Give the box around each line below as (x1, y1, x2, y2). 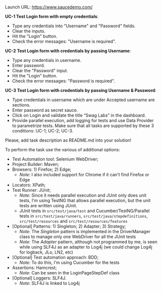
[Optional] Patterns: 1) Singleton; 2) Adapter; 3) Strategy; (12, 223, 126, 229)
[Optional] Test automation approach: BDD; (12, 255, 99, 260)
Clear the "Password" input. (12, 68, 68, 73)
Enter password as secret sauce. (12, 107, 78, 113)
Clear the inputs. (12, 28, 46, 34)
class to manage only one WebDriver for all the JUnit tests (19, 234, 136, 239)
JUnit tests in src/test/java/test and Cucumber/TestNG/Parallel (19, 208, 150, 214)
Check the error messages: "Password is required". (12, 78, 115, 84)
